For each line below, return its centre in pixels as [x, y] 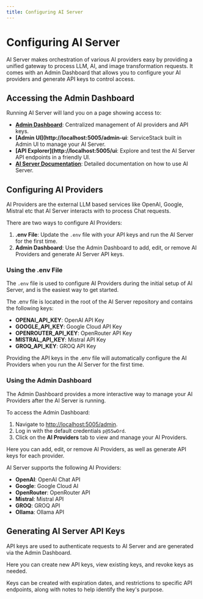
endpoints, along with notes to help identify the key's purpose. [85, 589]
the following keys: [30, 308]
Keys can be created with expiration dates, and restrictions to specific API [99, 582]
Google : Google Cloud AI [46, 486]
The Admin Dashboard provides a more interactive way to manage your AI [99, 394]
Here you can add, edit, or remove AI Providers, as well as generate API [96, 449]
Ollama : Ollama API [39, 512]
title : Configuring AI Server [45, 12]
